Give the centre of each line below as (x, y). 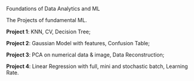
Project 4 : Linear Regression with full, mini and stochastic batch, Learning (97, 66)
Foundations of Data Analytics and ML (53, 9)
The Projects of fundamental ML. (47, 20)
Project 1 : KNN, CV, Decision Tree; (48, 32)
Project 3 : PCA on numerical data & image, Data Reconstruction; (85, 55)
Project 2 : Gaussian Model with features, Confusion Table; (78, 43)
